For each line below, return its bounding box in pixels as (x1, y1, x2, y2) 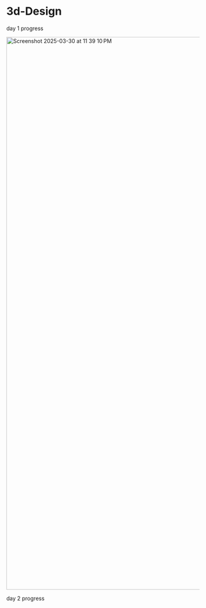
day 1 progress (6, 25, 44, 32)
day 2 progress (6, 594, 45, 602)
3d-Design (6, 4, 63, 18)
